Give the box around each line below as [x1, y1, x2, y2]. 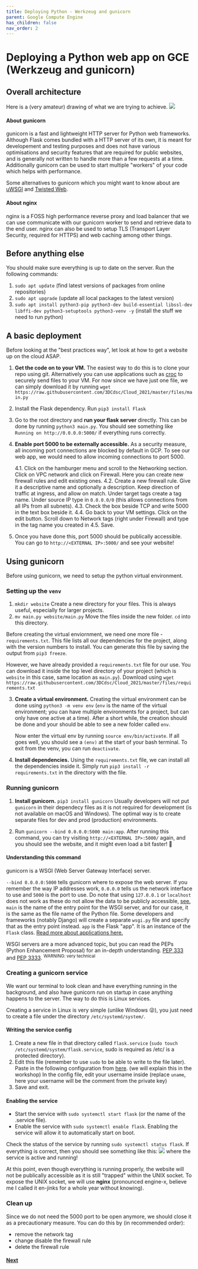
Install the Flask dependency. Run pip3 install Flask [14, 405, 146, 412]
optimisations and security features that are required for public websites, [6, 149, 183, 156]
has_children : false [6, 20, 57, 25]
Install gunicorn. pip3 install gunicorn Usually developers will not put [14, 797, 189, 804]
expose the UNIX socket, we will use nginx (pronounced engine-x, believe [6, 1178, 187, 1185]
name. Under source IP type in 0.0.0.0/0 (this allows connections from [14, 496, 188, 503]
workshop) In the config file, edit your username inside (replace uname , [14, 1071, 186, 1078]
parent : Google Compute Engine [6, 14, 83, 20]
